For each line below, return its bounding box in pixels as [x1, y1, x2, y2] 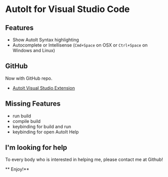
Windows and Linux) [12, 48, 55, 53]
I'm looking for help [5, 143, 67, 152]
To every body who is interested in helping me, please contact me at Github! [5, 156, 163, 162]
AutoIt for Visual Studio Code [5, 4, 130, 15]
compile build [12, 118, 41, 124]
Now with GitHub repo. [5, 75, 53, 81]
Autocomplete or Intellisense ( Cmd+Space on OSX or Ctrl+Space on [12, 42, 148, 48]
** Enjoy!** [5, 166, 30, 172]
